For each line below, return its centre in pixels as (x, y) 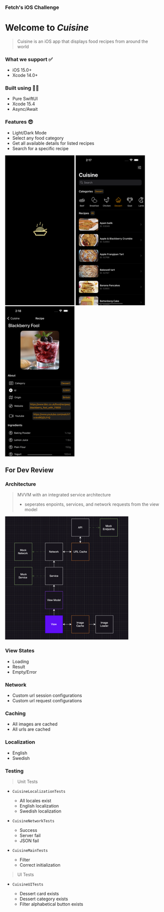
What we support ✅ (29, 59)
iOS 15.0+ (22, 70)
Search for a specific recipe (40, 148)
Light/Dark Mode (29, 132)
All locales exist (35, 800)
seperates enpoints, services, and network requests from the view (92, 504)
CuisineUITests (28, 884)
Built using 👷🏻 (22, 88)
